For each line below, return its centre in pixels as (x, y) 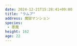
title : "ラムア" (20, 14)
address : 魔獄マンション (27, 18)
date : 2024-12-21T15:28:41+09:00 (39, 9)
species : (14, 23)
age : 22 (13, 36)
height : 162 (17, 32)
